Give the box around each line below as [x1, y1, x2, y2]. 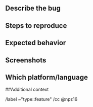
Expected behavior [5, 39, 66, 47]
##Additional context [5, 86, 49, 93]
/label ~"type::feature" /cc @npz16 [5, 96, 78, 102]
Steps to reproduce [5, 21, 67, 30]
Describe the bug [5, 4, 61, 13]
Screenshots [5, 56, 46, 64]
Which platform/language [5, 73, 88, 82]
